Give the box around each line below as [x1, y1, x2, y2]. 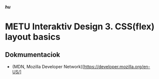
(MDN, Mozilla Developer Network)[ [12, 63, 84, 69]
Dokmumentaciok [5, 51, 60, 59]
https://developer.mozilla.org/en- [83, 63, 150, 69]
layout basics [5, 31, 60, 42]
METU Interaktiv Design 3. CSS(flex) [5, 21, 155, 32]
